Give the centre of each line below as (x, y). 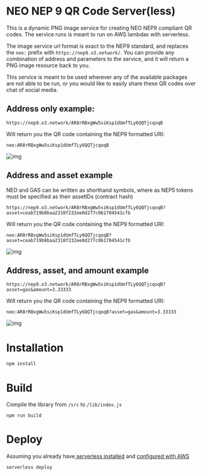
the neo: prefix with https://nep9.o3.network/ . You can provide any (90, 52)
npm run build (24, 416)
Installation (35, 347)
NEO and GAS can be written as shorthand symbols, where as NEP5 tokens (100, 190)
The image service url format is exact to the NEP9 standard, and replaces (97, 46)
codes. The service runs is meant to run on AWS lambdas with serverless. (98, 34)
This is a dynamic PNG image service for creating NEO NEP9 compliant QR (99, 28)
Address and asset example (60, 176)
